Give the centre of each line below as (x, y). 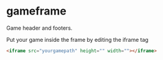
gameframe (36, 11)
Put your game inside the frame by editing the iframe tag (77, 39)
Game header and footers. (39, 28)
